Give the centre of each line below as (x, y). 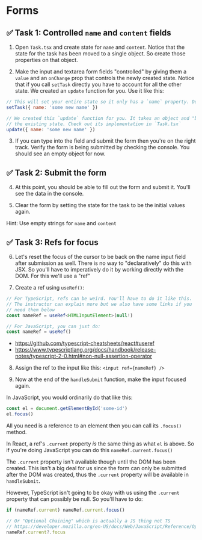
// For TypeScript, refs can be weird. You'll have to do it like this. (99, 299)
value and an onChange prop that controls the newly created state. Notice (105, 78)
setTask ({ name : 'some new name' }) (52, 107)
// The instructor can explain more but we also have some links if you (99, 304)
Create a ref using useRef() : (50, 287)
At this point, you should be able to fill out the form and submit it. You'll (103, 187)
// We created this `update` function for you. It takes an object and (98, 118)
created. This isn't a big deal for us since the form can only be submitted (96, 468)
